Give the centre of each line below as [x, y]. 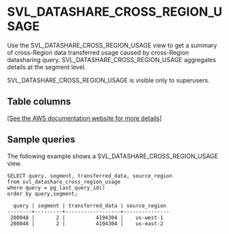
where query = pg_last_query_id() [56, 188]
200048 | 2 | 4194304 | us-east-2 [87, 223]
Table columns [39, 102]
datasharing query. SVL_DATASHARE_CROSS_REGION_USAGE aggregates [112, 59]
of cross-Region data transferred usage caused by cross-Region [98, 53]
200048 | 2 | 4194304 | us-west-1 [87, 218]
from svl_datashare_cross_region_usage [64, 181]
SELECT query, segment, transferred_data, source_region [90, 176]
